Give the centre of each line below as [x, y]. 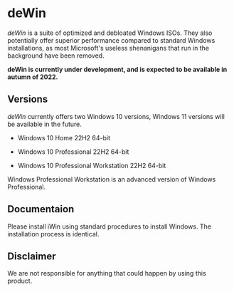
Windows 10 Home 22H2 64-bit [64, 137]
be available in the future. [44, 124]
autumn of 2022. [33, 77]
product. [20, 281]
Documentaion [41, 209]
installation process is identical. [53, 234]
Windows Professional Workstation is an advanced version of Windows [112, 179]
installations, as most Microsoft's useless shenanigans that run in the [108, 48]
